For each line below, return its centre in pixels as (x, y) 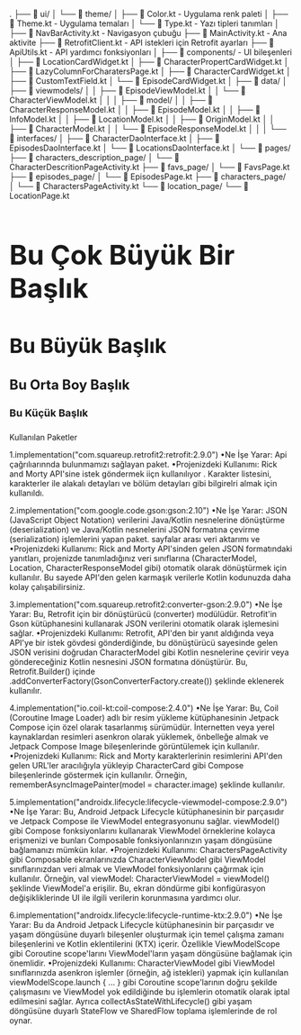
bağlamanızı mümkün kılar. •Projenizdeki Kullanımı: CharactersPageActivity (148, 850)
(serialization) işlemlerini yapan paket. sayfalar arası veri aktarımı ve (135, 540)
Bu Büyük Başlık (88, 345)
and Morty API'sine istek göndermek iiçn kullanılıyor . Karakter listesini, (141, 474)
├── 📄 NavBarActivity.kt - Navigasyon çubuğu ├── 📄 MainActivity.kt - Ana (148, 33)
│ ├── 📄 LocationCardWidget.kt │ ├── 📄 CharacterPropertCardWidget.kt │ (149, 62)
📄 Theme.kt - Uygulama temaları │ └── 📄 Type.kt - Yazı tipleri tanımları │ (145, 23)
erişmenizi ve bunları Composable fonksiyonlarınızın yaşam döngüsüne (141, 840)
